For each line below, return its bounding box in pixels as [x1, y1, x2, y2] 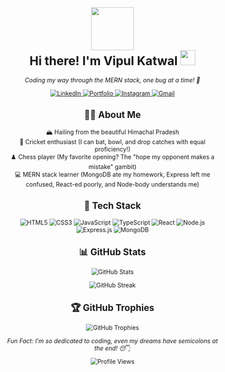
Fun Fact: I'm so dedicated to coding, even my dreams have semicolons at [7, 337, 218, 345]
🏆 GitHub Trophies [70, 302, 155, 314]
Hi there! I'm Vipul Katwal [29, 54, 178, 69]
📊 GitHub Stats [79, 246, 146, 257]
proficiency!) [94, 145, 131, 153]
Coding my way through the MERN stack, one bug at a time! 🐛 [24, 75, 201, 84]
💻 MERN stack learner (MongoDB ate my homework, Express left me [14, 170, 211, 178]
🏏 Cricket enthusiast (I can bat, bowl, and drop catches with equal [19, 137, 206, 146]
